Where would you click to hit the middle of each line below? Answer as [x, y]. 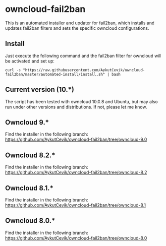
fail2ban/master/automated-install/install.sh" [55, 74]
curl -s [13, 70]
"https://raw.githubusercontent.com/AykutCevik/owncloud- [84, 70]
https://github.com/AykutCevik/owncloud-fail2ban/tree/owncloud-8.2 [76, 173]
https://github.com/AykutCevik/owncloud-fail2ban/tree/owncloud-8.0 [76, 238]
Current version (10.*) [40, 90]
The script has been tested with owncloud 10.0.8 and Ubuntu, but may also [82, 101]
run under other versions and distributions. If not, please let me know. [76, 107]
